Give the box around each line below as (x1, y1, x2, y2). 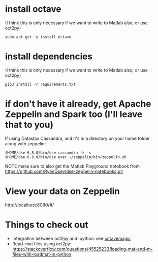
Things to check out (5, 219, 89, 230)
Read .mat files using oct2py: (12, 240, 71, 247)
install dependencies (5, 51, 93, 62)
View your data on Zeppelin (5, 186, 120, 196)
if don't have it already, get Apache (5, 98, 152, 109)
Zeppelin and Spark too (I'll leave (5, 109, 143, 120)
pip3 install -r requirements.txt (5, 82, 76, 87)
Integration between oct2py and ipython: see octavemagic (12, 235, 131, 241)
